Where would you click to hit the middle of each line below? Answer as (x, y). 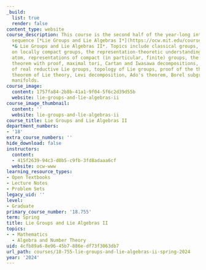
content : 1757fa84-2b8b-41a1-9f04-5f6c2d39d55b (74, 92)
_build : (16, 12)
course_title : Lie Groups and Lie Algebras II (67, 120)
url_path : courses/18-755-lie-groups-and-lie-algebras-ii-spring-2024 (98, 252)
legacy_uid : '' (26, 195)
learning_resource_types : (39, 172)
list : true (26, 18)
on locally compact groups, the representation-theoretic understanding (107, 52)
